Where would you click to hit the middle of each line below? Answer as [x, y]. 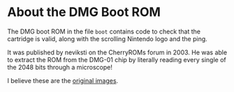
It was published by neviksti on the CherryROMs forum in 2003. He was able [117, 52]
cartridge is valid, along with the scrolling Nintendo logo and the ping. [107, 38]
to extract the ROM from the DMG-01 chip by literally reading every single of [117, 59]
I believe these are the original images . [63, 80]
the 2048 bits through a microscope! [60, 67]
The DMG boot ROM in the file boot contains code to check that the [104, 31]
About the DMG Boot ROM [84, 12]
